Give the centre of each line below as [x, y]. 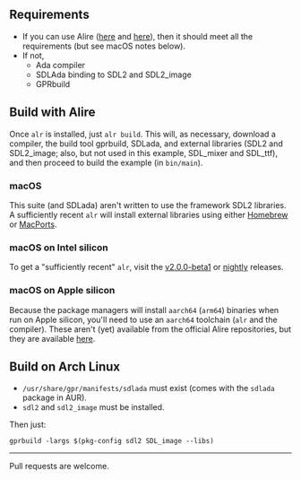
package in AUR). [55, 397]
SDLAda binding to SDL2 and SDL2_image [114, 74]
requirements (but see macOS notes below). [104, 46]
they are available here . [52, 338]
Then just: [28, 424]
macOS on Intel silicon [59, 248]
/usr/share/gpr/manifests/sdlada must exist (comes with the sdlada [148, 388]
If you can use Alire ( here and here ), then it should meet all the [138, 36]
